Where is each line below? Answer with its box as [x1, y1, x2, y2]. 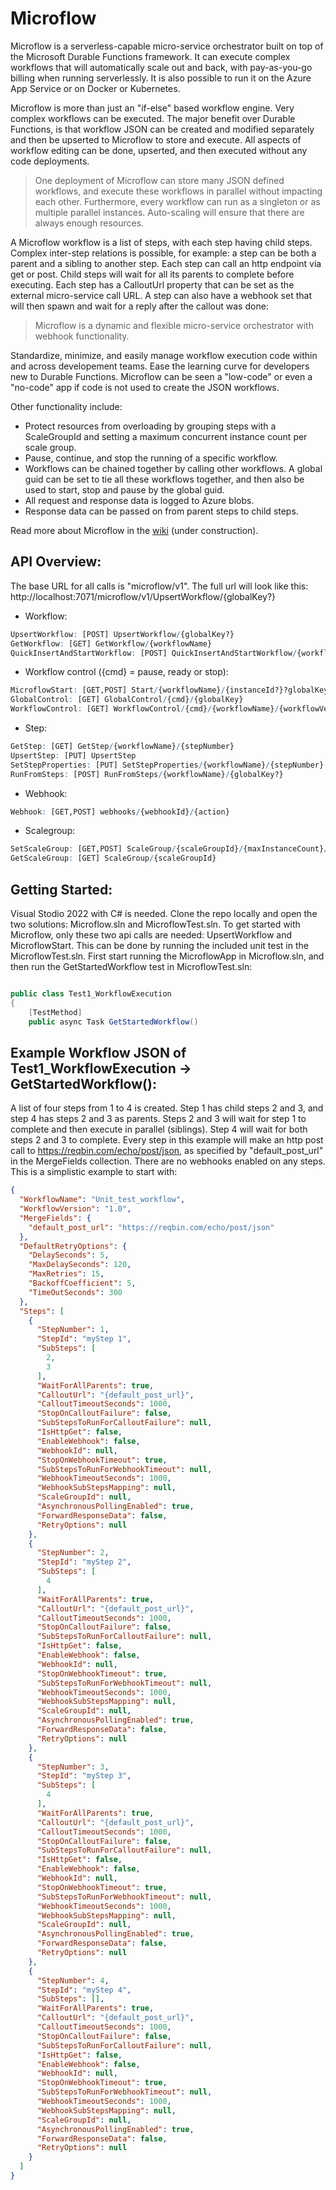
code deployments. [10, 155, 90, 167]
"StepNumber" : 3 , [36, 1762, 110, 1772]
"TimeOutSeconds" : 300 [28, 1287, 123, 1297]
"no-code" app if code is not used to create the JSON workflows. [10, 381, 280, 393]
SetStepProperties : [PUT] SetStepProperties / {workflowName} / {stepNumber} [10, 760, 325, 770]
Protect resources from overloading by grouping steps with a [24, 420, 277, 432]
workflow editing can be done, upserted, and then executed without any [10, 144, 308, 156]
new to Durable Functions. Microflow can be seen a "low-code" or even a [10, 370, 313, 382]
